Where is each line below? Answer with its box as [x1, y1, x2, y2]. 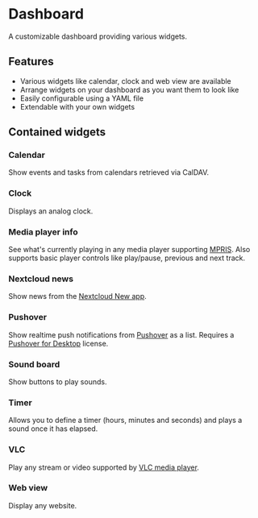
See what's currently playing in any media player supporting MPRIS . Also [8, 245, 251, 255]
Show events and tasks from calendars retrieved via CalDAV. [8, 168, 210, 177]
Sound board [8, 358, 60, 370]
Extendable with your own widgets [19, 102, 135, 111]
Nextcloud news [8, 273, 74, 284]
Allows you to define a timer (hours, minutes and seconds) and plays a [8, 416, 243, 425]
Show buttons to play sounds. [8, 376, 107, 387]
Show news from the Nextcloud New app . [8, 292, 147, 301]
